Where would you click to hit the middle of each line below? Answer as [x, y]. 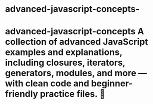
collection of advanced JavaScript [77, 42]
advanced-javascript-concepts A [75, 32]
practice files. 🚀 [73, 94]
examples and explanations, [64, 52]
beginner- [112, 84]
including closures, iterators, [65, 63]
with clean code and [47, 84]
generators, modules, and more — [76, 73]
